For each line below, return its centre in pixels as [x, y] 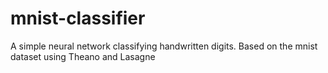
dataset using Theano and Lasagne [83, 56]
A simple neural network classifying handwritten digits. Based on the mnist [164, 46]
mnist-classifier [78, 18]
